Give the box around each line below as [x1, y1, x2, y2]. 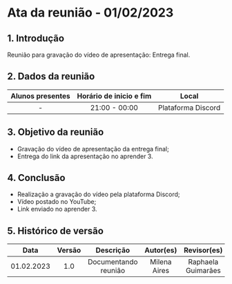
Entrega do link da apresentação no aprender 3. [17, 152, 153, 160]
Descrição [95, 245, 130, 255]
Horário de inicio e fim [77, 91, 152, 101]
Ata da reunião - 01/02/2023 [7, 5, 174, 21]
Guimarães [185, 266, 221, 276]
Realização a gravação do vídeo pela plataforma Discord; [17, 190, 181, 198]
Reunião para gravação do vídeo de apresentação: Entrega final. [7, 50, 191, 59]
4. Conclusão [7, 172, 66, 184]
